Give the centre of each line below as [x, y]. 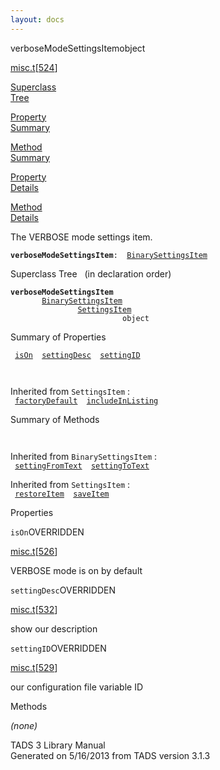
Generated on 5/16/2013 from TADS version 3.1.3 [110, 755]
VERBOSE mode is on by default [76, 570]
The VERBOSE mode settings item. [81, 237]
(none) [24, 725]
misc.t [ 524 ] [34, 67]
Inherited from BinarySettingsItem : [84, 456]
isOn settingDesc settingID [77, 355]
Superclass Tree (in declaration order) [91, 273]
